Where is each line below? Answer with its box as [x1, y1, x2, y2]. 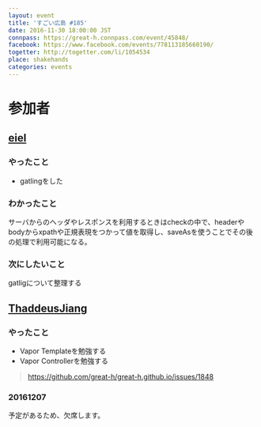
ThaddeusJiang [8, 301, 88, 315]
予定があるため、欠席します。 [8, 410, 105, 420]
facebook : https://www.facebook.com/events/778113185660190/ [8, 41, 214, 49]
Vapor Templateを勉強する [19, 346, 107, 356]
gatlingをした [19, 176, 63, 186]
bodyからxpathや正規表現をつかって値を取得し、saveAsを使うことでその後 [8, 227, 253, 236]
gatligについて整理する [8, 278, 81, 288]
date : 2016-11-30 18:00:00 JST [8, 26, 112, 34]
